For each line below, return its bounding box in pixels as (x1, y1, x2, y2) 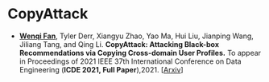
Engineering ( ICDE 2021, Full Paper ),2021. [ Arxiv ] (19, 64, 184, 74)
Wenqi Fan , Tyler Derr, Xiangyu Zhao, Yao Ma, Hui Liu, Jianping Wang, (19, 31, 255, 41)
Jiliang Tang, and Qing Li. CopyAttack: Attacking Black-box (19, 39, 219, 49)
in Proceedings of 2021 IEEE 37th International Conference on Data (19, 57, 242, 66)
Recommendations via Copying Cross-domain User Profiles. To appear (19, 48, 262, 57)
